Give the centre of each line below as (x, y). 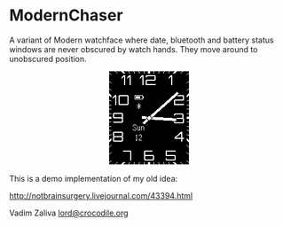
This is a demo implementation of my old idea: (94, 178)
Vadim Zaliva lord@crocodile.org (69, 213)
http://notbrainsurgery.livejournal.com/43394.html (101, 195)
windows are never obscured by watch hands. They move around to (134, 49)
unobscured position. (48, 59)
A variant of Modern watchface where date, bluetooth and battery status (141, 40)
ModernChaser (66, 16)
